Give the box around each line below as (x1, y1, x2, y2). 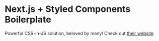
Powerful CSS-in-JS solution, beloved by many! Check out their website (5, 30, 154, 36)
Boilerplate (5, 14, 51, 25)
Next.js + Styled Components (5, 3, 131, 15)
